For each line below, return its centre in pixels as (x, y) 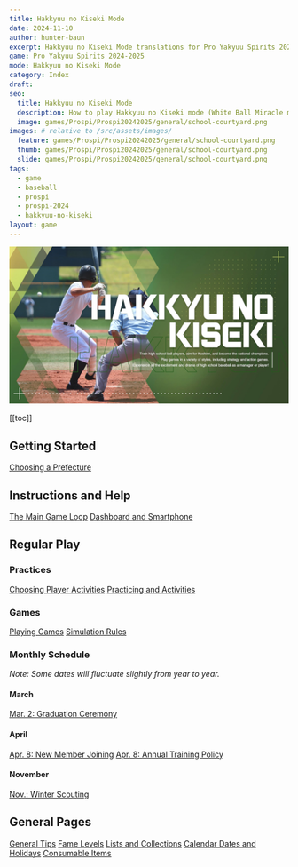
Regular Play (45, 545)
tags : (19, 169)
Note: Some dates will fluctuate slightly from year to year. (114, 674)
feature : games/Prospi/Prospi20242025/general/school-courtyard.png (146, 141)
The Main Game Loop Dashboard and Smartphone (101, 517)
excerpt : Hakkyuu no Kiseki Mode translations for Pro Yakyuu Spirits (142, 47)
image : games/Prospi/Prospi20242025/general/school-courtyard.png (142, 122)
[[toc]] (21, 418)
